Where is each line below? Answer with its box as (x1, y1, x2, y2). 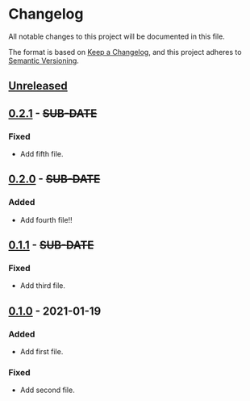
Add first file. (19, 347, 64, 357)
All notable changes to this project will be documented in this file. (8, 31, 226, 41)
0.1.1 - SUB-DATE (8, 239, 94, 253)
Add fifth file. (19, 149, 64, 159)
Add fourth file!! (19, 215, 73, 224)
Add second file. (19, 385, 75, 395)
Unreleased (8, 79, 69, 93)
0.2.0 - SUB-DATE (8, 173, 101, 186)
